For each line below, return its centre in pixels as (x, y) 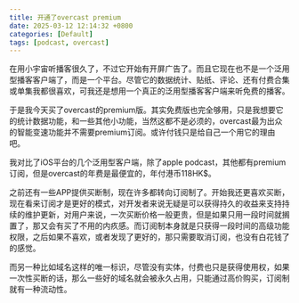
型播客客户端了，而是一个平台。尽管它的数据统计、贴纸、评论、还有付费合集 (149, 80)
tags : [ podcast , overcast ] (59, 42)
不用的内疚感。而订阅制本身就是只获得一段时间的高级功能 (184, 226)
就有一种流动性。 (40, 290)
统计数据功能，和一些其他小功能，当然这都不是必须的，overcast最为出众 (149, 121)
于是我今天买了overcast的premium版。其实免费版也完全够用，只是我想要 (142, 110)
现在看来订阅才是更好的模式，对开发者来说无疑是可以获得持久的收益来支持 (145, 204)
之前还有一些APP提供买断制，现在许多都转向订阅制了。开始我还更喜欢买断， (149, 192)
